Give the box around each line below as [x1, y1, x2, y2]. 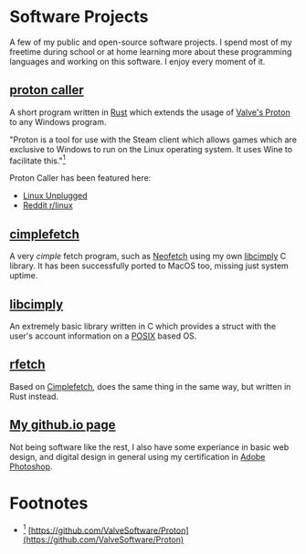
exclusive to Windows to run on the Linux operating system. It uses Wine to [9, 143, 293, 154]
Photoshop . [9, 461, 53, 472]
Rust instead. [9, 391, 59, 402]
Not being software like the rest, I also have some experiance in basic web [9, 441, 290, 453]
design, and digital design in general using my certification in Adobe [9, 451, 266, 462]
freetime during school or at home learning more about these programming [9, 46, 292, 57]
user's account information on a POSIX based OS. [9, 330, 197, 341]
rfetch [9, 357, 46, 372]
